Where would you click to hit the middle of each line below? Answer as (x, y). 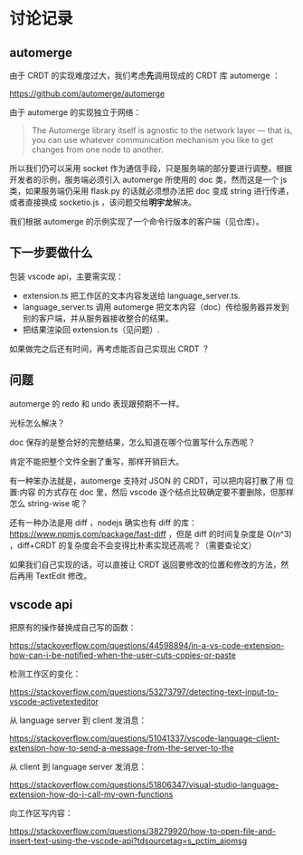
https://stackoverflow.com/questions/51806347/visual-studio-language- (144, 785)
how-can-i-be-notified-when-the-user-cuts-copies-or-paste (123, 655)
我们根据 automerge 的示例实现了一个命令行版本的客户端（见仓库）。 (137, 221)
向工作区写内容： (41, 813)
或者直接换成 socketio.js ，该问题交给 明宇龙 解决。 (103, 202)
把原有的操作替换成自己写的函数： (73, 628)
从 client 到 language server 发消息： (78, 767)
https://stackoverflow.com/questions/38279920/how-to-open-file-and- (143, 831)
